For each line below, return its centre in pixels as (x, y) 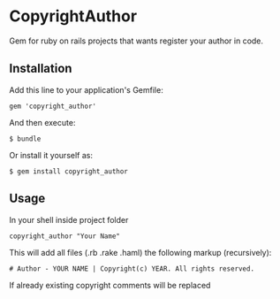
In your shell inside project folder (69, 219)
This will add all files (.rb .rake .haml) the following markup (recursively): (140, 252)
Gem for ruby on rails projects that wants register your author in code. (136, 41)
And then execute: (42, 122)
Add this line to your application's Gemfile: (86, 89)
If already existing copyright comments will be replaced (110, 285)
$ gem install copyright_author (68, 171)
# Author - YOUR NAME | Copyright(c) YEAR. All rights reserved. (132, 268)
